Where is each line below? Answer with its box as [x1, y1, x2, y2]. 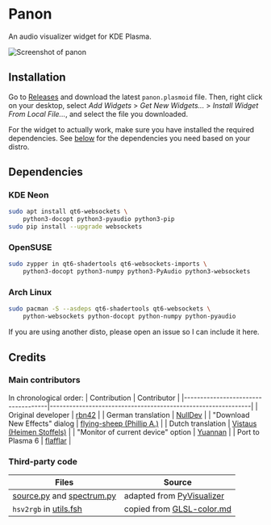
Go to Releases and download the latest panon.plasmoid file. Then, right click [8, 92, 263, 102]
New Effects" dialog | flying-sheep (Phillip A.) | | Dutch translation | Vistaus [8, 419, 257, 428]
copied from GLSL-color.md [123, 503, 231, 515]
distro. [8, 142, 30, 152]
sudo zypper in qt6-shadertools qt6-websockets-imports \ [8, 260, 207, 269]
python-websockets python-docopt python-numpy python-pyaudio [23, 312, 236, 321]
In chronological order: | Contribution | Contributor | [8, 393, 180, 402]
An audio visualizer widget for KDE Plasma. [8, 31, 152, 41]
